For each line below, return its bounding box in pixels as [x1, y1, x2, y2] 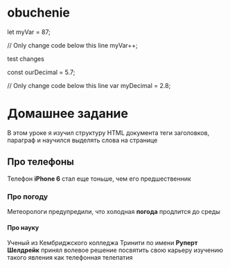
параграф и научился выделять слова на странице [7, 136, 158, 144]
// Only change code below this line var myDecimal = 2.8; [7, 81, 171, 89]
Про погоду [7, 192, 48, 202]
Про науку [7, 223, 39, 231]
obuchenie [7, 5, 71, 21]
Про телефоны [7, 156, 74, 168]
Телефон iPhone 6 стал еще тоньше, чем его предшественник [7, 175, 192, 183]
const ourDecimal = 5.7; [7, 68, 76, 76]
